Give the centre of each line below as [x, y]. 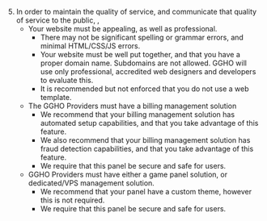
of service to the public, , [57, 20]
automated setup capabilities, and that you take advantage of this [149, 123]
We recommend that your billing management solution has [138, 115]
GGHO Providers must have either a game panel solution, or [128, 174]
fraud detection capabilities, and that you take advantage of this [147, 149]
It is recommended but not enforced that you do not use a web [144, 89]
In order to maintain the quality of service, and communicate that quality [136, 12]
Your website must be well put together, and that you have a [140, 54]
